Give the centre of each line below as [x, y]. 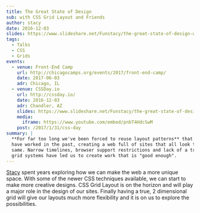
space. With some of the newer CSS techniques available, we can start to [96, 178]
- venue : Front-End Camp [42, 67]
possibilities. [21, 204]
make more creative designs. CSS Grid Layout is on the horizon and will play [100, 185]
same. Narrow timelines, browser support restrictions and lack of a [99, 150]
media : [25, 117]
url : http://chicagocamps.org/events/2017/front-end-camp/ [92, 73]
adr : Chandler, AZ [40, 106]
